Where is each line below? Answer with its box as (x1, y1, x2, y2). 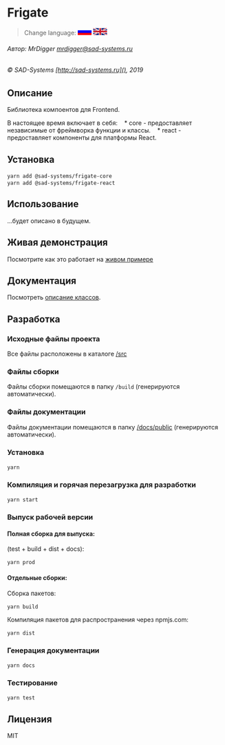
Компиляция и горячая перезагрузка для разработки (7, 480, 196, 490)
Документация (7, 275, 77, 287)
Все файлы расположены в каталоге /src (7, 350, 127, 358)
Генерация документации (7, 646, 100, 655)
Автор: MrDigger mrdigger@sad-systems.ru (7, 44, 133, 52)
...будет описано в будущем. (7, 216, 91, 225)
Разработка (7, 313, 61, 325)
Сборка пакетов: (7, 589, 56, 597)
